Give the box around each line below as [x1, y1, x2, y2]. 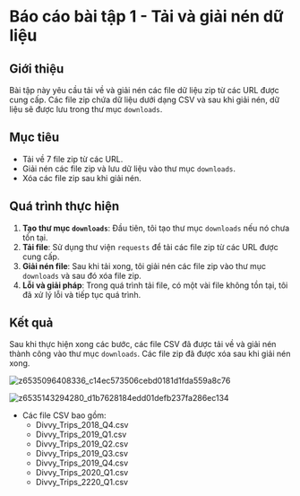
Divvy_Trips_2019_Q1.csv [35, 429, 127, 440]
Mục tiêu [9, 130, 60, 145]
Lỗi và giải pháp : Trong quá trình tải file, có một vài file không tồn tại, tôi [21, 280, 288, 291]
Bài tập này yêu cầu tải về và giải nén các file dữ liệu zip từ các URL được [9, 85, 279, 95]
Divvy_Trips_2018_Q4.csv [35, 420, 129, 431]
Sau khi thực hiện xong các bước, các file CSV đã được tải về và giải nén [9, 339, 277, 350]
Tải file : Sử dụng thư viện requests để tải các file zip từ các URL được [21, 241, 279, 252]
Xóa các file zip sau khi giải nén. [21, 172, 141, 183]
